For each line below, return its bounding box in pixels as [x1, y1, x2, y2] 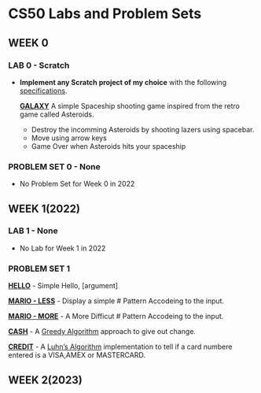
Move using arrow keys [31, 133, 108, 143]
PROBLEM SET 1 [8, 263, 71, 274]
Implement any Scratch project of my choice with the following [19, 77, 226, 87]
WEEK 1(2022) [8, 202, 81, 215]
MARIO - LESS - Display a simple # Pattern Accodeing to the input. [8, 296, 225, 306]
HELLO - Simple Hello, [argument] [8, 281, 119, 291]
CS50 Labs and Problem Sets [8, 5, 202, 23]
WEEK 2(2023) [8, 373, 83, 387]
